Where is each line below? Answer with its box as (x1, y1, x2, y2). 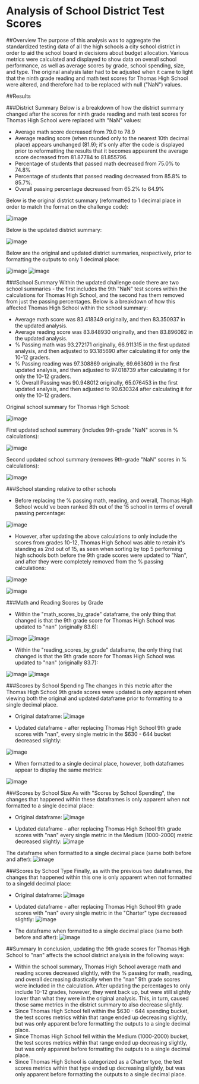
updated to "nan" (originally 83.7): (14, 659, 99, 666)
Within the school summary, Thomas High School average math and (14, 963, 181, 970)
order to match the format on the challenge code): (6, 203, 129, 210)
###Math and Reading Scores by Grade (6, 599, 103, 606)
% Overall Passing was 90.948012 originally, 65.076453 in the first (14, 379, 178, 386)
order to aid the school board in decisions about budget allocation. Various (6, 49, 189, 56)
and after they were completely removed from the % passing (14, 558, 164, 565)
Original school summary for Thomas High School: (6, 403, 129, 410)
